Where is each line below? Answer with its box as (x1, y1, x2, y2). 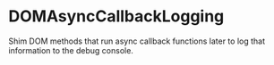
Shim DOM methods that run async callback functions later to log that (8, 36, 266, 46)
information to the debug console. (8, 45, 133, 55)
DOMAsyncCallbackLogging (8, 6, 225, 27)
